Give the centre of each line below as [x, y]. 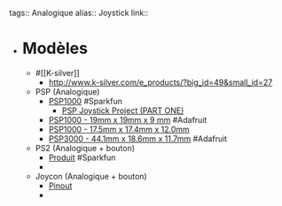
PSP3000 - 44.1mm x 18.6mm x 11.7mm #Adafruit [138, 138]
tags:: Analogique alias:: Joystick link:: [79, 13]
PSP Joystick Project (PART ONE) [123, 111]
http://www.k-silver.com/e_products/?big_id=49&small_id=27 [161, 82]
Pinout [60, 186]
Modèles [55, 49]
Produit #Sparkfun [82, 157]
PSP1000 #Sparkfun [85, 101]
